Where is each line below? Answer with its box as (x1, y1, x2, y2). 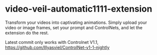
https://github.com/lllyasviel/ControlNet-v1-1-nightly (5, 44, 110, 50)
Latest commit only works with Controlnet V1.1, (5, 39, 98, 45)
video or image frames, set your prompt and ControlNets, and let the (5, 24, 143, 30)
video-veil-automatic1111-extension (5, 3, 153, 15)
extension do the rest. (5, 30, 49, 36)
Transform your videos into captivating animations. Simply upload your (5, 19, 147, 25)
